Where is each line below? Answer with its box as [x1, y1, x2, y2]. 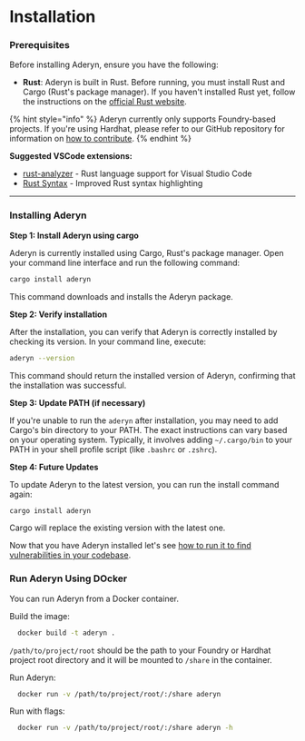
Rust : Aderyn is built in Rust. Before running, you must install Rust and [22, 77, 286, 88]
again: [9, 489, 34, 499]
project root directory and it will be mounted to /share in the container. [9, 654, 272, 665]
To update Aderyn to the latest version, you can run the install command [9, 479, 280, 489]
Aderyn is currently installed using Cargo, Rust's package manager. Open [9, 247, 284, 258]
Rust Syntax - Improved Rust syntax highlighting [22, 178, 203, 189]
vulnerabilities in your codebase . [9, 549, 132, 560]
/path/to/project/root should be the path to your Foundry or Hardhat [9, 645, 271, 656]
